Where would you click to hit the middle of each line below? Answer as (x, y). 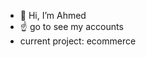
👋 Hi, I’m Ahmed (53, 15)
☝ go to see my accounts (71, 26)
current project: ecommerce (78, 41)
